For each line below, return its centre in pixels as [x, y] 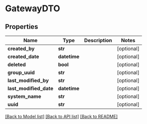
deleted [17, 64]
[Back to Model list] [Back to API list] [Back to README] [61, 116]
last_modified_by [28, 80]
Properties [22, 27]
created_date [23, 57]
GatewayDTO [33, 9]
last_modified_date [30, 88]
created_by [21, 49]
